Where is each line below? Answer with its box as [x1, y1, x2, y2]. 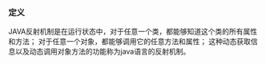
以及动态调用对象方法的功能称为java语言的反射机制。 [14, 46, 191, 57]
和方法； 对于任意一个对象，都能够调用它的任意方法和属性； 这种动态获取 [8, 37, 251, 46]
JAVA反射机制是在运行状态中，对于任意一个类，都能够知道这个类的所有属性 [8, 26, 258, 37]
